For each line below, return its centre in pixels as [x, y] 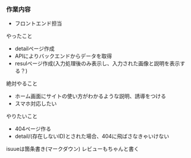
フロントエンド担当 [38, 23]
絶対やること [22, 84]
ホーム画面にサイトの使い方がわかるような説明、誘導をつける [90, 96]
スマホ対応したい [36, 104]
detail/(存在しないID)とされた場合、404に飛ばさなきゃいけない [92, 136]
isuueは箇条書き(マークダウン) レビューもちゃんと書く [73, 149]
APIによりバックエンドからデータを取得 [63, 56]
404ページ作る [33, 129]
